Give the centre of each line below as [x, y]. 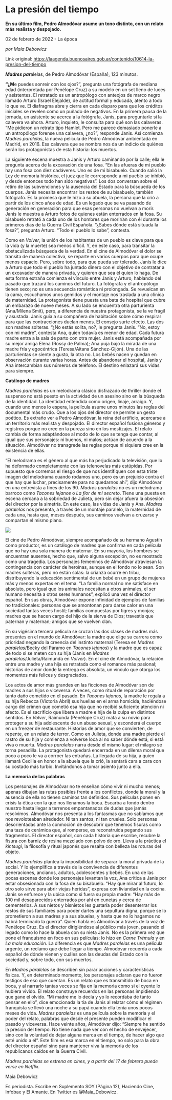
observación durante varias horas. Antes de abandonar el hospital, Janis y [84, 360]
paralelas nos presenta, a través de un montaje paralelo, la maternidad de [83, 509]
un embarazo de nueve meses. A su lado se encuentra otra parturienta [80, 305]
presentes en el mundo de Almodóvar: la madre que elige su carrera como [84, 637]
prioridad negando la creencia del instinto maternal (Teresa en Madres [80, 642]
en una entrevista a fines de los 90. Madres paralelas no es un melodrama [84, 487]
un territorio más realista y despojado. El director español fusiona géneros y [85, 423]
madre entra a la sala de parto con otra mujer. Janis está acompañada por [83, 338]
